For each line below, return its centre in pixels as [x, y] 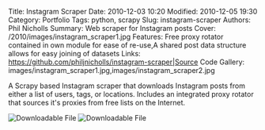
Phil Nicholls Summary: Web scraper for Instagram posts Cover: [112, 28]
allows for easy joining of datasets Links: [74, 54]
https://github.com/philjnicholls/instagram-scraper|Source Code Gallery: [127, 62]
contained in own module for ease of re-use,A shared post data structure [127, 45]
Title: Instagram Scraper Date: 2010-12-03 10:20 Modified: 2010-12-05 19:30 [133, 11]
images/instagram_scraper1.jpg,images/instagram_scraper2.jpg [112, 70]
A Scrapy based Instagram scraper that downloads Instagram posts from [127, 86]
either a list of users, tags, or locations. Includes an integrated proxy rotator [131, 94]
